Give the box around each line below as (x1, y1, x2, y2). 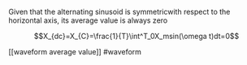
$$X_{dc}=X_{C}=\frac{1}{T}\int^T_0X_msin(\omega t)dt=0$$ (33, 32, 240, 41)
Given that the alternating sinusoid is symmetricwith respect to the (8, 7, 231, 16)
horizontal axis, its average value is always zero (8, 15, 168, 25)
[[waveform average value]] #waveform (8, 47, 142, 56)
